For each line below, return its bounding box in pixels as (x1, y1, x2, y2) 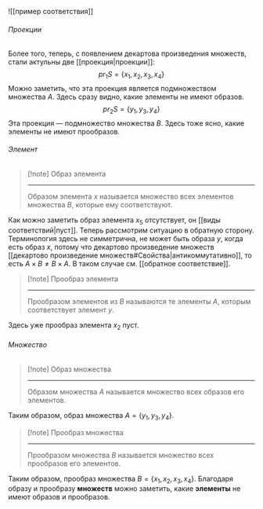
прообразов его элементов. (27, 459, 121, 468)
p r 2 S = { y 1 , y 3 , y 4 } (103, 104, 160, 115)
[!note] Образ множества (27, 364, 112, 374)
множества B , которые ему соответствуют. (27, 200, 173, 209)
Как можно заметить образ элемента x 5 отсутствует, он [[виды (8, 215, 221, 226)
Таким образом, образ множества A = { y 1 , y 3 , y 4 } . (8, 410, 175, 422)
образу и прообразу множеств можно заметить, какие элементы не (8, 484, 241, 493)
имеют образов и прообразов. (8, 493, 110, 502)
